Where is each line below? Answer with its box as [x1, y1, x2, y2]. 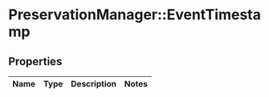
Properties [8, 55, 63, 68]
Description [71, 79, 116, 89]
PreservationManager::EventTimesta [8, 6, 262, 24]
